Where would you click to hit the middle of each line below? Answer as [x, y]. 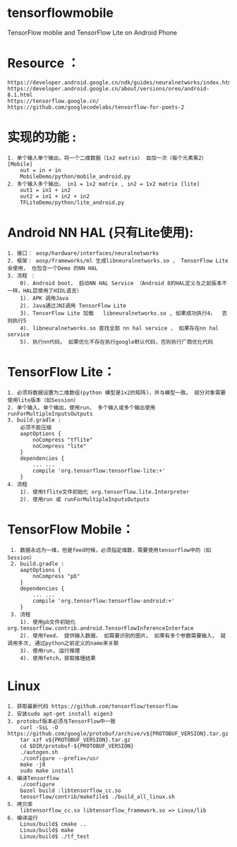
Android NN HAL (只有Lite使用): [101, 233]
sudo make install [47, 771]
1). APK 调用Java [44, 298]
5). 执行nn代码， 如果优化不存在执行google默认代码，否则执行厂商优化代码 [117, 342]
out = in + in [41, 170]
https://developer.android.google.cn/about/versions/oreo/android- [109, 89]
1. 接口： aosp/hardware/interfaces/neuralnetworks [83, 253]
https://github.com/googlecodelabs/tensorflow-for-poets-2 [96, 107]
